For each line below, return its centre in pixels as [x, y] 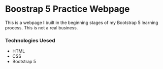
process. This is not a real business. [42, 27]
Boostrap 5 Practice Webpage [67, 9]
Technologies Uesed [30, 40]
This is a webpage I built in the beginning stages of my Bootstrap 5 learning [82, 23]
